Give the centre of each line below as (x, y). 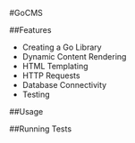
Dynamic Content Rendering (74, 56)
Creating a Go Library (62, 47)
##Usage (26, 111)
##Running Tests (41, 129)
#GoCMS (26, 13)
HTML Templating (55, 66)
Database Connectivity (64, 85)
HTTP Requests (51, 75)
